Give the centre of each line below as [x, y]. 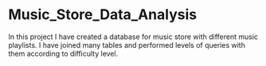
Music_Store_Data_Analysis [103, 15]
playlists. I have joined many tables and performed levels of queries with [127, 45]
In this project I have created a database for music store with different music [133, 37]
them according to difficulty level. [63, 53]
